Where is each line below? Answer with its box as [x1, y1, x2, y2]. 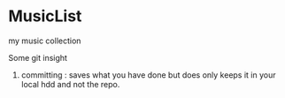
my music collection [8, 35, 81, 46]
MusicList [8, 6, 82, 26]
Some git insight [8, 52, 68, 63]
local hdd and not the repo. [20, 79, 120, 89]
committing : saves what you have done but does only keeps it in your [20, 69, 276, 80]
